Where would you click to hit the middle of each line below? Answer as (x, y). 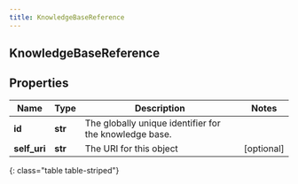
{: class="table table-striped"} (64, 170)
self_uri (30, 149)
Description (160, 108)
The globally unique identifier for (153, 123)
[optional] (264, 149)
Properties (39, 84)
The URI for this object (132, 149)
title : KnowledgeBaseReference (67, 17)
